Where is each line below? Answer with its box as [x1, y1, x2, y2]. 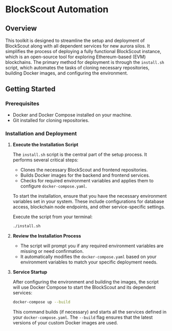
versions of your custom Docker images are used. [12, 319, 118, 325]
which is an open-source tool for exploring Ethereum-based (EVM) [5, 54, 146, 60]
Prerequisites [5, 100, 39, 107]
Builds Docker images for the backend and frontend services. [20, 172, 150, 178]
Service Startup [12, 269, 48, 275]
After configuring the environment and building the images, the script [12, 278, 159, 285]
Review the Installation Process [12, 232, 81, 239]
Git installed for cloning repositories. [12, 117, 90, 123]
